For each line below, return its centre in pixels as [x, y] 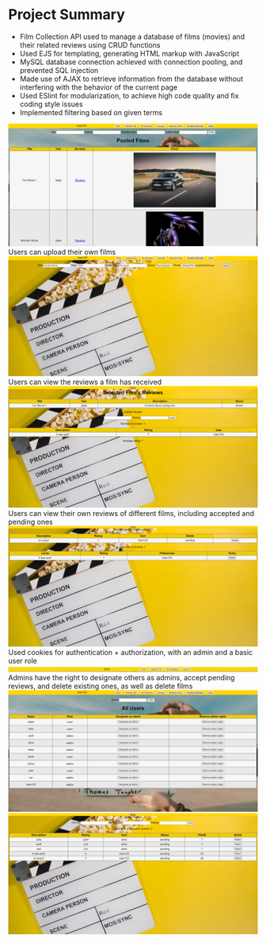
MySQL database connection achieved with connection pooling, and [131, 62]
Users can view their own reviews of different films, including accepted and [131, 513]
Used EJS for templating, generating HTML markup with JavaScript [129, 53]
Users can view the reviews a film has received [85, 382]
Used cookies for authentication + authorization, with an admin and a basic [131, 652]
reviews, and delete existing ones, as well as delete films [101, 686]
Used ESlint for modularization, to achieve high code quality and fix [129, 95]
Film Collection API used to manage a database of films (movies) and [132, 37]
